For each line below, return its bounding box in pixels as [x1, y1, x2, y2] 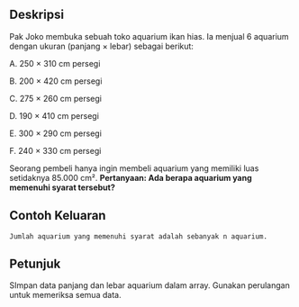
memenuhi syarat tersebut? [9, 182, 115, 193]
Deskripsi [9, 7, 65, 23]
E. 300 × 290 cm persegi [9, 128, 102, 139]
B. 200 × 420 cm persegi [9, 76, 103, 86]
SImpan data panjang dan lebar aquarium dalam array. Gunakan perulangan [9, 280, 290, 291]
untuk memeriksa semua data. [9, 290, 122, 301]
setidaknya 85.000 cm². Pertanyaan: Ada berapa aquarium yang [9, 172, 252, 183]
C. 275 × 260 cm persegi [9, 93, 102, 104]
